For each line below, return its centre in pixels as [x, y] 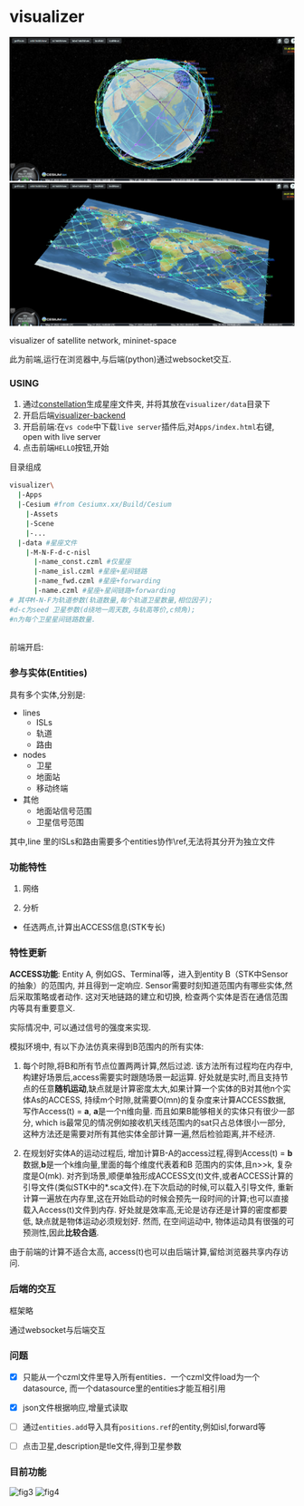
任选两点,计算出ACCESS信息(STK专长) [94, 928]
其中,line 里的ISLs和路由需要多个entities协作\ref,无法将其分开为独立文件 [142, 841]
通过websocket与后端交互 [57, 1329]
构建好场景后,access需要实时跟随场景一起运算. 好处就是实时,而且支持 [151, 1077]
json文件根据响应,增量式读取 [75, 1407]
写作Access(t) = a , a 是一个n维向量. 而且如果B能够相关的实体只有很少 [150, 1112]
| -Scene [40, 523]
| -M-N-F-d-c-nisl [58, 552]
